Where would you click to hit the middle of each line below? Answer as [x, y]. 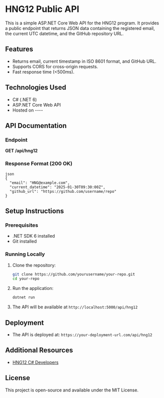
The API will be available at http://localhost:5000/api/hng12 [75, 307]
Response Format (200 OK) [39, 164]
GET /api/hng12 [22, 151]
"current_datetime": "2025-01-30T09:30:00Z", [58, 187]
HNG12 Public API [42, 9]
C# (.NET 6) [25, 99]
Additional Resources [39, 350]
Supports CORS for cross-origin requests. [55, 66]
